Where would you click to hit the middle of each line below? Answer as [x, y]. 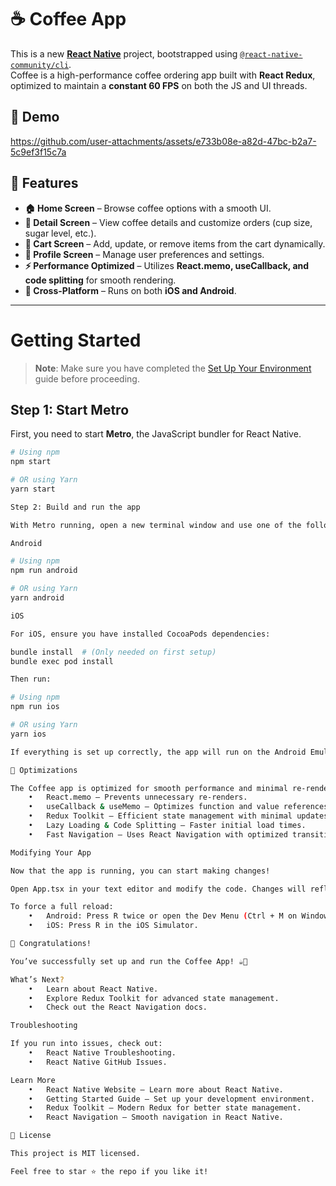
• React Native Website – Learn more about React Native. [156, 1089]
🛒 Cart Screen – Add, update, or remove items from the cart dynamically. [175, 243]
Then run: [31, 679]
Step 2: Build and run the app [75, 507]
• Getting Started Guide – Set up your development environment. [171, 1099]
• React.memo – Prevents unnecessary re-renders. [138, 797]
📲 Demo [35, 117]
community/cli [40, 65]
